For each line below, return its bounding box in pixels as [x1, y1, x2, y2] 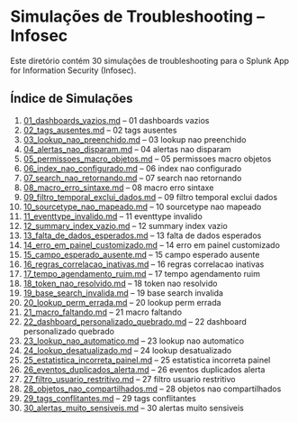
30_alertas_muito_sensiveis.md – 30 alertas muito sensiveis [23, 402, 244, 413]
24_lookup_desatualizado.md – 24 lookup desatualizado [23, 344, 232, 355]
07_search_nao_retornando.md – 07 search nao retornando [23, 172, 242, 183]
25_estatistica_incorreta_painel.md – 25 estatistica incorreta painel [23, 354, 271, 365]
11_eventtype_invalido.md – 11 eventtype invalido [23, 210, 203, 222]
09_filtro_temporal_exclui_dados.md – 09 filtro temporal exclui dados [23, 191, 278, 202]
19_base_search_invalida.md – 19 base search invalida [23, 287, 224, 298]
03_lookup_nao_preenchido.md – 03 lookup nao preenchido [23, 133, 247, 145]
